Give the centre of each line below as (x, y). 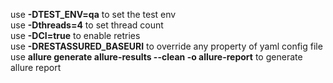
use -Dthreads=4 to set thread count (87, 25)
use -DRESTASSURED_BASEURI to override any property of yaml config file (166, 46)
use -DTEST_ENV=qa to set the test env (93, 14)
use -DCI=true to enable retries (75, 35)
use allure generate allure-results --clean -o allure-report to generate (156, 57)
